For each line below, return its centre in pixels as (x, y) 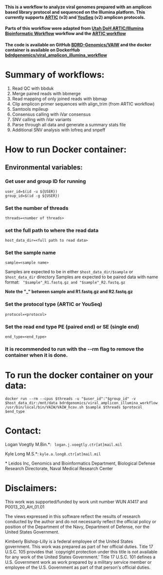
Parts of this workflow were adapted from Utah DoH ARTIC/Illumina (74, 28)
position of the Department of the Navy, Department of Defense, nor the (77, 527)
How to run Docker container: (66, 149)
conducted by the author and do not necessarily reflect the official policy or (81, 521)
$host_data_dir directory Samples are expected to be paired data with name (81, 277)
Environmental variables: (44, 168)
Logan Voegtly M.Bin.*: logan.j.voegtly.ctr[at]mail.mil (64, 444)
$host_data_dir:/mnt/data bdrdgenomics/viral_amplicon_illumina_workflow (81, 403)
